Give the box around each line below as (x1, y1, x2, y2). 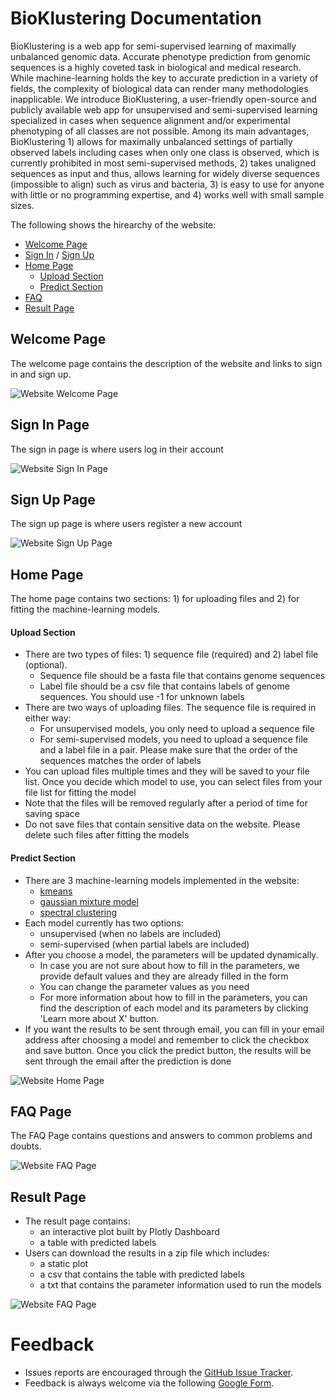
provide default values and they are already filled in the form (39, 970, 289, 982)
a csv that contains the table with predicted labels (39, 1268, 245, 1281)
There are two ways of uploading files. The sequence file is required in (24, 702, 317, 714)
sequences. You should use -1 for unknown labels (39, 691, 245, 703)
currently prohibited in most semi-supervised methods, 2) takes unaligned (10, 157, 317, 169)
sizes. (10, 199, 35, 211)
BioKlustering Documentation (10, 7, 262, 30)
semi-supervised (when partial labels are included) (39, 938, 250, 950)
